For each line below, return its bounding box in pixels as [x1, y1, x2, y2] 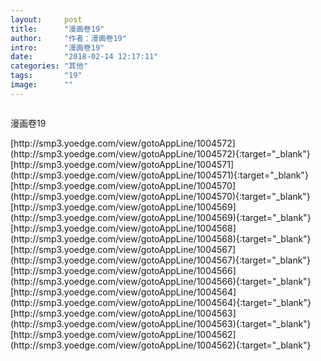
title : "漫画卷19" [10, 24, 105, 34]
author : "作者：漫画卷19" [10, 33, 127, 43]
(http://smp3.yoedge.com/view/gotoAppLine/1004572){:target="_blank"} [10, 147, 311, 160]
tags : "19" [10, 71, 83, 81]
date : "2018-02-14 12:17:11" [10, 52, 159, 62]
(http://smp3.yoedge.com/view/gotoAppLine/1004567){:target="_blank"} [10, 254, 311, 266]
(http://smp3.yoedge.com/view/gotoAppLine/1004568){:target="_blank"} [10, 232, 312, 245]
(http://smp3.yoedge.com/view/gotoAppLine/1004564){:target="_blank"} [10, 296, 312, 308]
